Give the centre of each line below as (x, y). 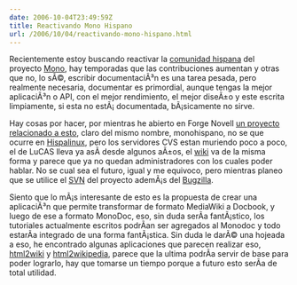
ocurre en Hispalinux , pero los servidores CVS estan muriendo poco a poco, (148, 142)
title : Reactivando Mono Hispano (71, 26)
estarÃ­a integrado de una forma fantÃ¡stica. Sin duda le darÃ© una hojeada (147, 235)
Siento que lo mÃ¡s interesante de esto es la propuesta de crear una (133, 197)
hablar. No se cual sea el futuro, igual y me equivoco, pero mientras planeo (146, 170)
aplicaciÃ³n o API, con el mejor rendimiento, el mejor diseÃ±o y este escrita (147, 97)
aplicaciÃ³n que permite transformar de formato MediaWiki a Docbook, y (142, 207)
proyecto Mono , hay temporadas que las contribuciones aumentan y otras (145, 68)
